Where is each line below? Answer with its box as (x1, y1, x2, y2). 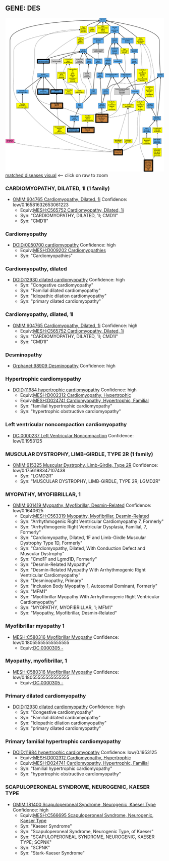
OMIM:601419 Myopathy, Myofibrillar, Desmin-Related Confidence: (12, 502, 151, 508)
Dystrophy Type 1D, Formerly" (20, 540, 83, 546)
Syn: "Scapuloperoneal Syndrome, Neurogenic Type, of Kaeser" (20, 828, 154, 834)
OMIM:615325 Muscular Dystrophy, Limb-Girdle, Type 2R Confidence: (12, 462, 158, 468)
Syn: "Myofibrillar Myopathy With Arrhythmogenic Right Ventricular (20, 594, 160, 600)
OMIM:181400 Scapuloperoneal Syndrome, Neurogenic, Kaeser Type (12, 801, 156, 807)
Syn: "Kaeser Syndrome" (20, 823, 72, 829)
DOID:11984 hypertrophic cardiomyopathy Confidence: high (12, 387, 137, 393)
